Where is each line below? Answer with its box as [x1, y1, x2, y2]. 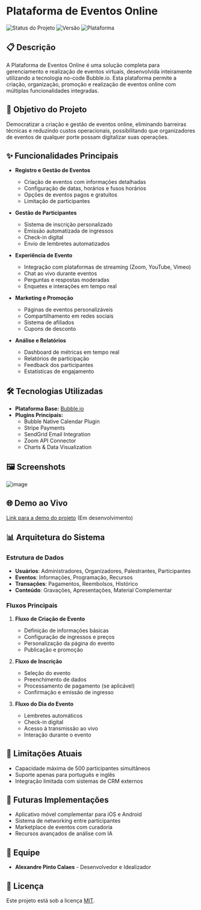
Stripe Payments [23, 424, 65, 431]
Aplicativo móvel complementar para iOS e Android [14, 811, 143, 818]
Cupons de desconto [23, 325, 76, 333]
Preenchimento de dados [23, 676, 87, 683]
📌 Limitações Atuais [6, 748, 82, 759]
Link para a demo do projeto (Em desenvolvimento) [6, 514, 134, 521]
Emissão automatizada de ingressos [23, 227, 114, 234]
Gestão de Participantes [14, 209, 77, 216]
